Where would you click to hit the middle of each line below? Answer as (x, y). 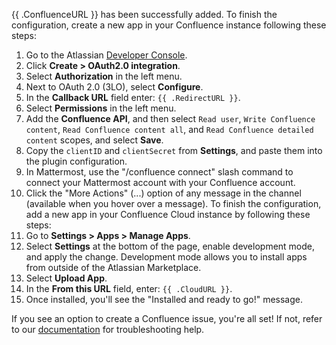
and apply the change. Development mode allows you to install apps (166, 257)
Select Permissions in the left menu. (101, 108)
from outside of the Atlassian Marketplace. (113, 267)
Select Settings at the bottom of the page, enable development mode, (170, 246)
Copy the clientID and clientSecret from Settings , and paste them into (174, 150)
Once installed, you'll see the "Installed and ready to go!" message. (164, 299)
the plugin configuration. (76, 161)
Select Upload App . (66, 278)
